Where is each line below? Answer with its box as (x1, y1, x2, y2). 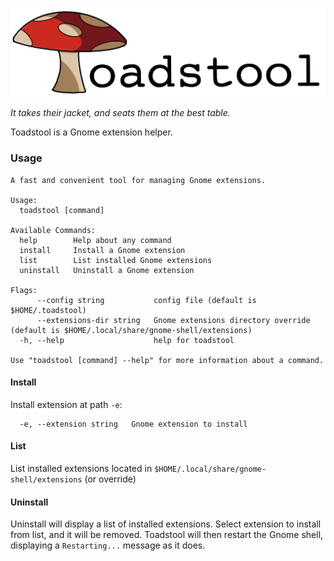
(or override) (84, 473, 137, 485)
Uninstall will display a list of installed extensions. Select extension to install (10, 518, 322, 530)
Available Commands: (10, 225, 97, 235)
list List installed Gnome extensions (19, 255, 213, 265)
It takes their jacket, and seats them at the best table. (10, 107, 231, 119)
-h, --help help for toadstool (19, 335, 235, 345)
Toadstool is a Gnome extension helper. (10, 126, 173, 138)
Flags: (10, 285, 38, 295)
